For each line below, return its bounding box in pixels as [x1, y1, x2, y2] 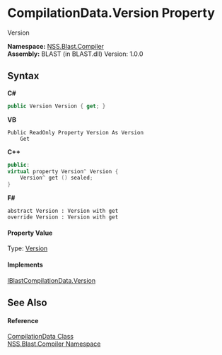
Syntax [7, 70, 40, 82]
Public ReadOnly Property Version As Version [7, 129, 144, 136]
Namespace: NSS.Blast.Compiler [7, 42, 105, 50]
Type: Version [7, 244, 48, 252]
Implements [7, 260, 44, 269]
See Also [7, 296, 47, 308]
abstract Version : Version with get [7, 207, 119, 215]
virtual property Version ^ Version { [7, 168, 119, 175]
